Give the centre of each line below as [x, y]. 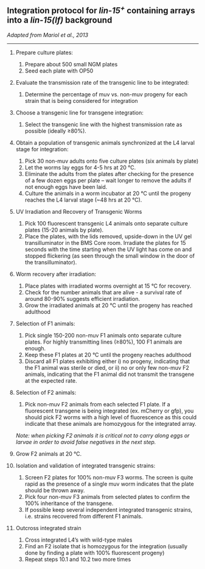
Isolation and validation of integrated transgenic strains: [85, 465]
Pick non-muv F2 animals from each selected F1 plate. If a [97, 404]
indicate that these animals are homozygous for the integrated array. [110, 423]
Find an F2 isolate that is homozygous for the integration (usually [106, 546]
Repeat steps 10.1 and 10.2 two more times [78, 559]
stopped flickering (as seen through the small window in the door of [110, 256]
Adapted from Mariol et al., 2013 [48, 35]
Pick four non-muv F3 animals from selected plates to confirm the [107, 497]
